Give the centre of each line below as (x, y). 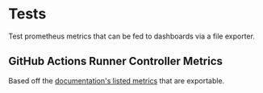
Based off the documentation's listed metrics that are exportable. (117, 80)
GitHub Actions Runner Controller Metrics (116, 61)
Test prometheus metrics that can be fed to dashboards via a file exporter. (132, 36)
